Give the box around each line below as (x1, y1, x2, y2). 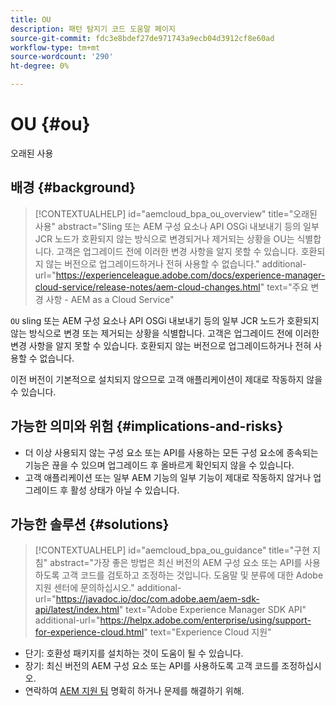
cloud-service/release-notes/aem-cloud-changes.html (34, 281, 261, 293)
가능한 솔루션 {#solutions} (10, 516, 170, 533)
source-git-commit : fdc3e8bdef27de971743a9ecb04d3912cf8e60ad (10, 33, 275, 43)
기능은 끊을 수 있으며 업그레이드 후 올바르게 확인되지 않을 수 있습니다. (24, 459, 295, 471)
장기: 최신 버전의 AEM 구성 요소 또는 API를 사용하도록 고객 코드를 (24, 660, 280, 672)
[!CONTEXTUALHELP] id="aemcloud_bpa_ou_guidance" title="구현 (34, 544, 310, 556)
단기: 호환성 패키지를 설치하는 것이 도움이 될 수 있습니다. (24, 647, 244, 660)
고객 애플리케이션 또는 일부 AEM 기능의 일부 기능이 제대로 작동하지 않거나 (24, 471, 312, 483)
